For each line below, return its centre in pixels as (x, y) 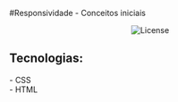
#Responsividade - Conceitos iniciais (77, 13)
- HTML (24, 89)
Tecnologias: (46, 59)
